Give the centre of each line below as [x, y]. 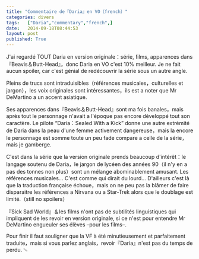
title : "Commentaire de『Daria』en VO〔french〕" [67, 12]
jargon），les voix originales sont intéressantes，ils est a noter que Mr [91, 90]
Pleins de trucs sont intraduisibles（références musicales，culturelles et [95, 83]
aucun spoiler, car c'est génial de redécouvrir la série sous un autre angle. [97, 71]
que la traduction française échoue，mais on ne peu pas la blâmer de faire [97, 185]
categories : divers [30, 17]
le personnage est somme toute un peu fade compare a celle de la [87, 138]
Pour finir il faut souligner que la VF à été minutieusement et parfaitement [96, 236]
